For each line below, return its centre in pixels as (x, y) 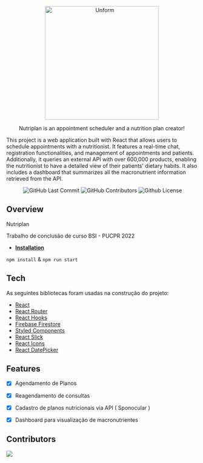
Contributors (31, 439)
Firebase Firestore (38, 324)
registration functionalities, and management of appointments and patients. (100, 153)
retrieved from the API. (35, 178)
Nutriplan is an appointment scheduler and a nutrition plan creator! (102, 128)
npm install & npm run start (42, 259)
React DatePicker (37, 350)
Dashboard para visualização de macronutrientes (76, 420)
